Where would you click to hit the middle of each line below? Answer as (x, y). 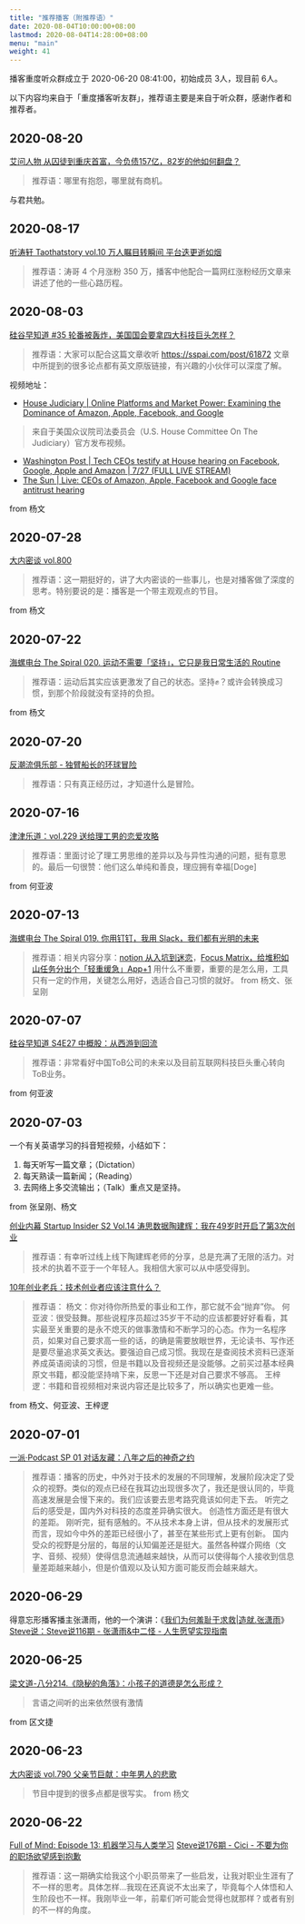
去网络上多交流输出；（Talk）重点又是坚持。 (104, 1188)
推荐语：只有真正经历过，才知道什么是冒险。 (115, 784)
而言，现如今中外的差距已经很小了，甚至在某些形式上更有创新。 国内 (160, 1534)
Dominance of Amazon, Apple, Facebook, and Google (123, 412)
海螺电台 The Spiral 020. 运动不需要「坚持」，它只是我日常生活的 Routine (145, 663)
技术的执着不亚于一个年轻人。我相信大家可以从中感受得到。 (143, 1268)
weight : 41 (30, 52)
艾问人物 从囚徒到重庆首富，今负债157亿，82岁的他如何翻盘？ (125, 161)
